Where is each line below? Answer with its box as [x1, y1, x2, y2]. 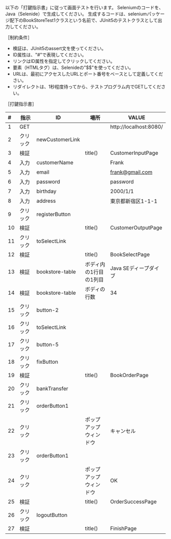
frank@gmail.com [110, 169, 153, 175]
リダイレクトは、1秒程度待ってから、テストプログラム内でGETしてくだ [12, 84, 161, 89]
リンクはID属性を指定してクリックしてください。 [12, 58, 116, 64]
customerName [36, 159, 74, 166]
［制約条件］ [5, 35, 32, 40]
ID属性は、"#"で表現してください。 [12, 52, 87, 58]
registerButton [36, 211, 71, 218]
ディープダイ [129, 265, 159, 272]
